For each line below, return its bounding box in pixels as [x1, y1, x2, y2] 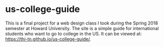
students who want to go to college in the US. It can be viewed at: [5, 30, 142, 36]
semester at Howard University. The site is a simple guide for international [5, 25, 159, 31]
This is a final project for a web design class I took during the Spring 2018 [5, 20, 158, 26]
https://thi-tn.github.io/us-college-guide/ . [5, 36, 91, 42]
